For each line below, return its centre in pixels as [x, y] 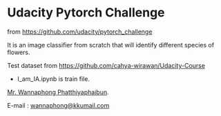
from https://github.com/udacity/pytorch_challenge [80, 32]
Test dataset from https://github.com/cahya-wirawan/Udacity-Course [106, 65]
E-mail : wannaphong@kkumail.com [58, 105]
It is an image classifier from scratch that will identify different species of [111, 45]
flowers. [19, 52]
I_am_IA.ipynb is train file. [53, 79]
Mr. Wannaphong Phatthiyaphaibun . [58, 92]
